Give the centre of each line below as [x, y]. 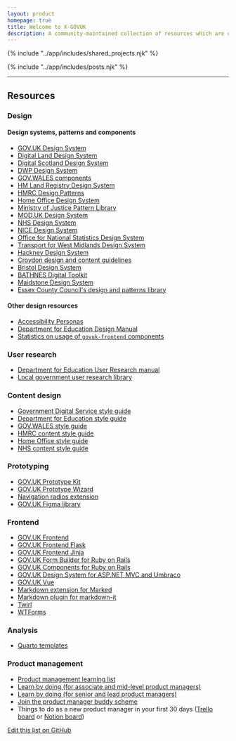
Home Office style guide [53, 440]
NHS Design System [47, 223]
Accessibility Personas [50, 321]
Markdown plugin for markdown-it [67, 597]
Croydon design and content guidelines [74, 260]
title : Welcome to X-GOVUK [47, 27]
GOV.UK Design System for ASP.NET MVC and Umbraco [99, 575]
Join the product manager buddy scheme [78, 701]
